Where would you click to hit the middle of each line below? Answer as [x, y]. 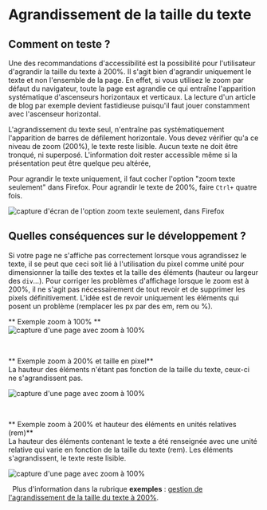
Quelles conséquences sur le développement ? [127, 236]
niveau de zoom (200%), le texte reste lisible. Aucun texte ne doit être [123, 146]
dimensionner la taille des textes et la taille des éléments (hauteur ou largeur [133, 272]
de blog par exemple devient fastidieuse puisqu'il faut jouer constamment [129, 106]
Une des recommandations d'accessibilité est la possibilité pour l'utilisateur [132, 63]
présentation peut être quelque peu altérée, [80, 163]
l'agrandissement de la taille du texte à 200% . [84, 497]
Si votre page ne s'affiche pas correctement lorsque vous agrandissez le [128, 255]
